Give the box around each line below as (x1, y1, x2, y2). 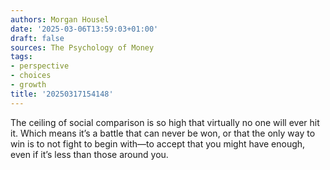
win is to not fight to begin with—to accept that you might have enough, (10, 137, 306, 150)
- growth (10, 80, 47, 90)
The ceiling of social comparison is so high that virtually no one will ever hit (10, 116, 320, 128)
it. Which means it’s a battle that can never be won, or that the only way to (10, 127, 316, 139)
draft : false (10, 33, 65, 43)
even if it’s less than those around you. (10, 148, 169, 160)
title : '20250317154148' (10, 89, 114, 99)
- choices (10, 71, 52, 81)
